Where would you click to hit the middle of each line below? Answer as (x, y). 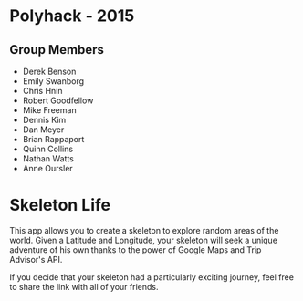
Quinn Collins (48, 149)
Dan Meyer (43, 130)
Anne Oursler (47, 168)
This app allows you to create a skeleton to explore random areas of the (144, 230)
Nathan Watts (48, 159)
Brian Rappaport (53, 139)
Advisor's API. (36, 259)
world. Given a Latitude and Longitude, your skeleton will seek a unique (144, 240)
